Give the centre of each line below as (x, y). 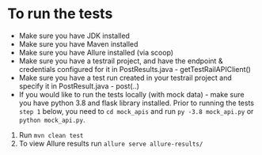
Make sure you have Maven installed (78, 43)
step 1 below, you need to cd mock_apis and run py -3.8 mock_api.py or (136, 111)
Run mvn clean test (51, 134)
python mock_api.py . (52, 119)
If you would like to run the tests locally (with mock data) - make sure (131, 94)
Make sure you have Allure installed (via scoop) (96, 52)
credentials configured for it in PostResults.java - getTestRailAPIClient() (135, 69)
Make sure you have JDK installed (74, 36)
